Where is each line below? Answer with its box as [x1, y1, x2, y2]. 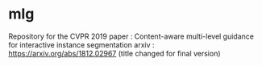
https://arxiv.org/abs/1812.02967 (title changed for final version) [8, 48, 221, 58]
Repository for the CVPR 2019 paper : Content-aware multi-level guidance [8, 31, 254, 41]
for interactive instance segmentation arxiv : [8, 39, 155, 49]
